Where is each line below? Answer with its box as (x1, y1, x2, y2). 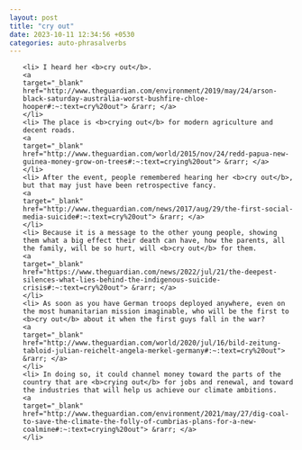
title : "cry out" (9, 22, 75, 31)
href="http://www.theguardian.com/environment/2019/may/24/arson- (22, 86, 278, 95)
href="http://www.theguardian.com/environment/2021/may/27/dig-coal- (22, 409, 290, 418)
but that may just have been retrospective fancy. (22, 181, 217, 190)
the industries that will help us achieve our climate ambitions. (22, 386, 278, 395)
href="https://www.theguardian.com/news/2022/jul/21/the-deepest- (22, 267, 278, 277)
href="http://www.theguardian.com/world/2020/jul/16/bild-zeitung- (22, 338, 281, 347)
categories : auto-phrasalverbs (9, 38, 127, 48)
